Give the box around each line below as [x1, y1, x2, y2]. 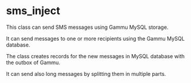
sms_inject [6, 4, 61, 18]
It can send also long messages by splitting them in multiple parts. [6, 70, 166, 77]
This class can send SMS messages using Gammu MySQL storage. [6, 24, 169, 31]
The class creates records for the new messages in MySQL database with [6, 52, 185, 59]
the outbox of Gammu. [6, 59, 61, 66]
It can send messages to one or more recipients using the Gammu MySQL [6, 35, 185, 42]
